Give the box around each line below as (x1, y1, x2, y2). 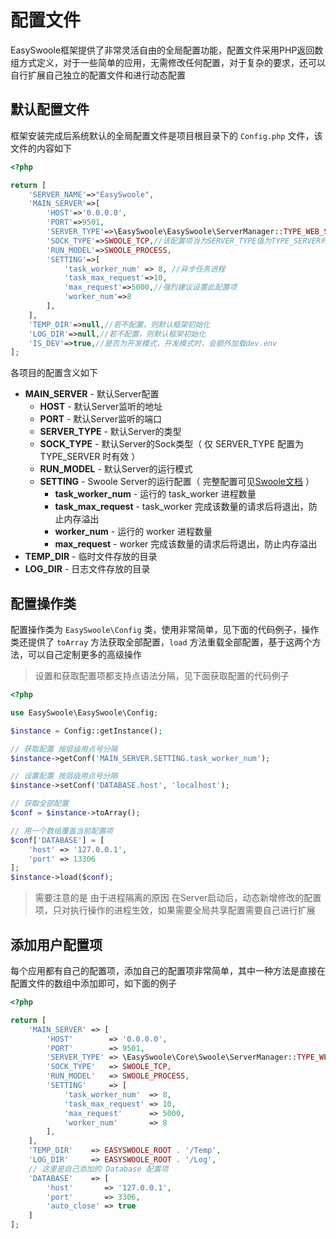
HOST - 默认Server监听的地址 (39, 401, 163, 413)
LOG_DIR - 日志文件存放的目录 (24, 563, 151, 575)
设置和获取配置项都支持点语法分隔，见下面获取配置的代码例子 (34, 670, 290, 682)
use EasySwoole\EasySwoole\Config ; (10, 707, 159, 718)
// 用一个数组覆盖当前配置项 (10, 826, 114, 836)
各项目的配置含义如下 (10, 367, 98, 379)
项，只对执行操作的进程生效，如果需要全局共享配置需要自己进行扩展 (34, 904, 316, 916)
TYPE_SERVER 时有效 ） (39, 451, 141, 463)
